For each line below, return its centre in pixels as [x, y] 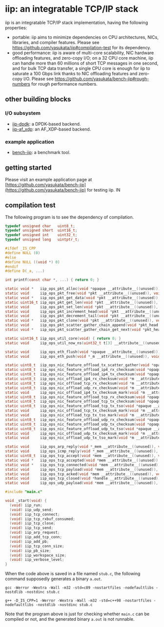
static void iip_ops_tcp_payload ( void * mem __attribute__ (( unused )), [82, 469]
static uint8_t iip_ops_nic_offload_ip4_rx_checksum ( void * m [70, 379]
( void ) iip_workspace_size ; [38, 555]
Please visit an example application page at [49, 179]
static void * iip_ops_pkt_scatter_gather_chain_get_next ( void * [75, 330]
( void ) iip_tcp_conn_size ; [37, 546]
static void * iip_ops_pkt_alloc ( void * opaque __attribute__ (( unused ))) [83, 289]
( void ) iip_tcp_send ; [31, 528]
